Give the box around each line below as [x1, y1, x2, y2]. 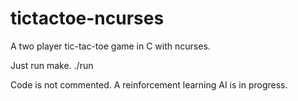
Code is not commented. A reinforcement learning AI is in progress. [10, 78, 288, 91]
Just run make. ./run [10, 59, 94, 71]
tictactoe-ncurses [10, 7, 165, 30]
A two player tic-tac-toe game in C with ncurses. [10, 40, 211, 52]
